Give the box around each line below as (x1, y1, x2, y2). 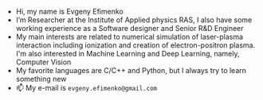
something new (15, 75, 67, 83)
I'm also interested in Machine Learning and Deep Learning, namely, (15, 49, 241, 58)
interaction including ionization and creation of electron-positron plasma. (15, 40, 256, 50)
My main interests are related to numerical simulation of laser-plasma (15, 32, 244, 41)
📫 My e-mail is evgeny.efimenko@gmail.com (15, 83, 158, 92)
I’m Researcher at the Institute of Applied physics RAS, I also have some (15, 15, 253, 25)
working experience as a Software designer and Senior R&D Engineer (15, 24, 245, 33)
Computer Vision (15, 57, 72, 67)
